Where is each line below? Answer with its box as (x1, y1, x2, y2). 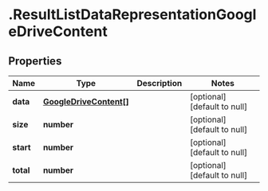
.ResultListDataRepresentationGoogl (8, 6, 257, 24)
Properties (8, 54, 62, 68)
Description (136, 78, 183, 88)
